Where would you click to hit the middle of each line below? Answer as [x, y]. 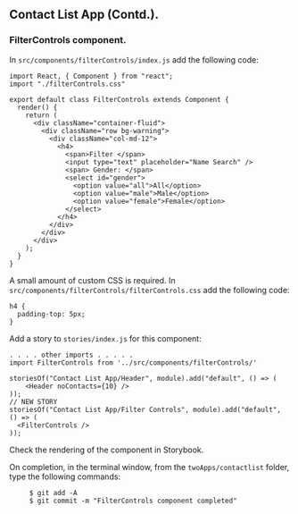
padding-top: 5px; [52, 314]
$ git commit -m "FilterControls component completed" [133, 501]
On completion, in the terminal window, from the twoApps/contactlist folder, [149, 467]
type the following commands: [65, 476]
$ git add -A [53, 493]
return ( [41, 115]
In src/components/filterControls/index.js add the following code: [134, 59]
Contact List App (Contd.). [84, 15]
